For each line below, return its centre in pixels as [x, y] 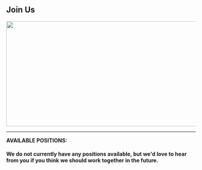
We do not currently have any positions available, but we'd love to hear [96, 154]
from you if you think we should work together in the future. [82, 160]
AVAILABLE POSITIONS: [37, 140]
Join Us [21, 10]
